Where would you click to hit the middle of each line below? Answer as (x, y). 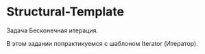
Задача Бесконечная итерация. (52, 30)
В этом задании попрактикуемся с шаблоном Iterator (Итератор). (102, 43)
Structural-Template (65, 12)
